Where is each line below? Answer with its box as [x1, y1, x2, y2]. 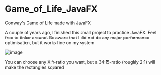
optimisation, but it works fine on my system [5, 39, 95, 45]
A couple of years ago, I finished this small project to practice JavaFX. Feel [5, 29, 157, 35]
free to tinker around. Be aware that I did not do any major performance [5, 35, 150, 40]
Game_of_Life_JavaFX [5, 3, 98, 15]
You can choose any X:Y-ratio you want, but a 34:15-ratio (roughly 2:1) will [5, 59, 156, 65]
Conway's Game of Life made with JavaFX [5, 20, 91, 26]
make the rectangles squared [5, 64, 64, 70]
